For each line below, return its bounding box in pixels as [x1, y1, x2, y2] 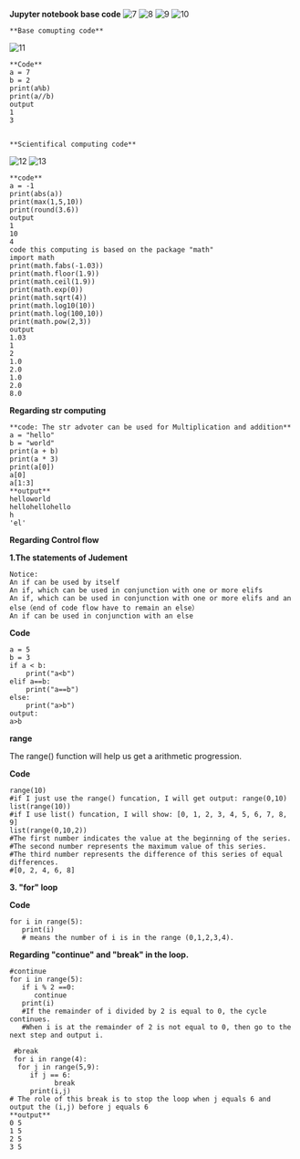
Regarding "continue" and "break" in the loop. [9, 949, 190, 960]
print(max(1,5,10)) [9, 197, 84, 206]
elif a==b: [9, 677, 51, 686]
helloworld [9, 495, 51, 504]
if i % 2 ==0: [21, 983, 76, 992]
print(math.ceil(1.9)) [9, 277, 96, 287]
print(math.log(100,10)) [9, 309, 104, 318]
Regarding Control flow [9, 535, 99, 545]
